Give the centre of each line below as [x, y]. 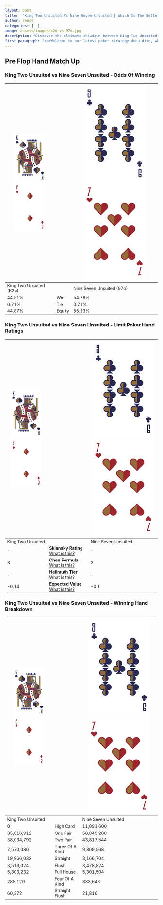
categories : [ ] [23, 26]
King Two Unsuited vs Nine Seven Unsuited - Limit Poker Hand [80, 325]
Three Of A [65, 847]
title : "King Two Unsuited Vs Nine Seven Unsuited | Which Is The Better [82, 15]
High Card [65, 826]
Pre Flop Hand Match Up [42, 62]
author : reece [19, 20]
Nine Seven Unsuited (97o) [101, 288]
